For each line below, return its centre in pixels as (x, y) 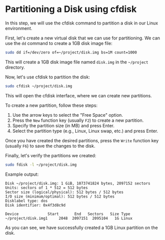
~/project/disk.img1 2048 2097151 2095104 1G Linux (69, 218)
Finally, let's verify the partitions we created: (51, 155)
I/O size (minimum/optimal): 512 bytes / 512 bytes (60, 196)
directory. (15, 67)
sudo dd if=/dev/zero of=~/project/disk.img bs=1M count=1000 (71, 52)
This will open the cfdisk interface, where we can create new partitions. (79, 95)
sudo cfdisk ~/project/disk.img (39, 86)
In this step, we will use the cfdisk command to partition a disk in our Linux (82, 23)
